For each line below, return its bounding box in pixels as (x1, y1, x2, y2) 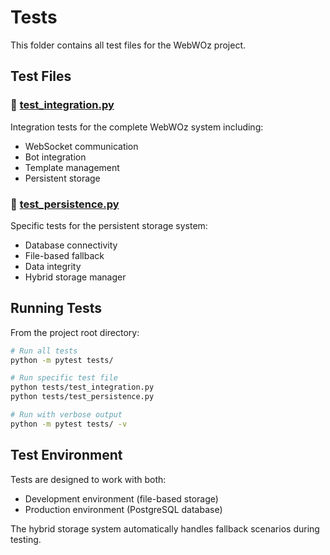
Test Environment (10, 447, 123, 464)
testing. (10, 533, 42, 545)
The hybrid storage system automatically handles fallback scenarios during (10, 522, 320, 535)
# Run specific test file (10, 373, 118, 383)
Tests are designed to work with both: (10, 473, 167, 485)
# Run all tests (10, 346, 78, 356)
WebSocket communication (24, 140, 139, 152)
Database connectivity (24, 239, 118, 251)
